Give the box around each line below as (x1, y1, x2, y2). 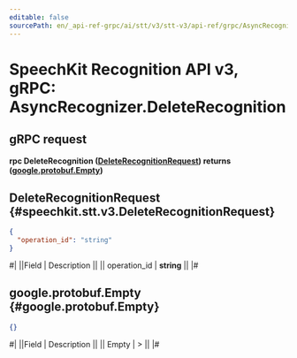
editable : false (9, 12, 69, 22)
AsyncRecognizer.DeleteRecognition (9, 96, 286, 117)
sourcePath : (9, 21, 53, 30)
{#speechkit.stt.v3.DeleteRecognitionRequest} (9, 204, 276, 219)
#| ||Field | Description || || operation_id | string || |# (9, 260, 199, 270)
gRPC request (9, 132, 87, 147)
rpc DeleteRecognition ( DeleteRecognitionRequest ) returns (9, 156, 232, 166)
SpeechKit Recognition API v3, (9, 59, 239, 80)
